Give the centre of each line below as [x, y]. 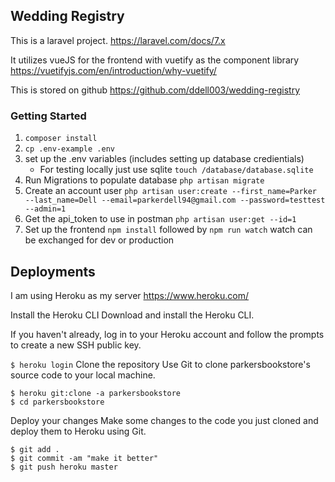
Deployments [53, 271]
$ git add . [35, 449]
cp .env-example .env [69, 149]
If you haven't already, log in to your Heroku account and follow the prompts [167, 334]
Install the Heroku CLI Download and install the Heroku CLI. [132, 315]
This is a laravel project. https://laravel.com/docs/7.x [118, 40]
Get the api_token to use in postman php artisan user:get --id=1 [160, 219]
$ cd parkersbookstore [57, 402]
